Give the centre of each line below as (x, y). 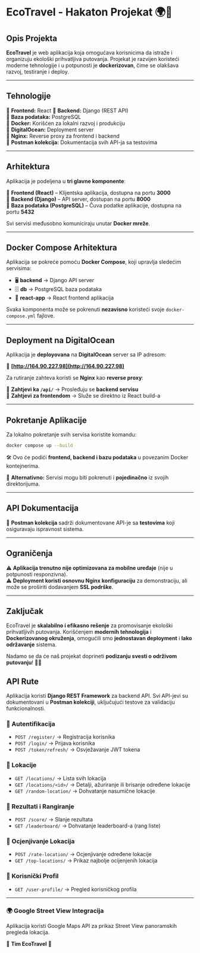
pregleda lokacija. (28, 932)
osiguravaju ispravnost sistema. (45, 529)
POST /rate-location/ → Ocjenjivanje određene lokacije (83, 854)
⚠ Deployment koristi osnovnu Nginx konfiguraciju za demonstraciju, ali (97, 581)
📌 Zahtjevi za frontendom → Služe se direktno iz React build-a (83, 396)
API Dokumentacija (43, 508)
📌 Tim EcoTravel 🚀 (29, 943)
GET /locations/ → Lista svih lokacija (60, 778)
